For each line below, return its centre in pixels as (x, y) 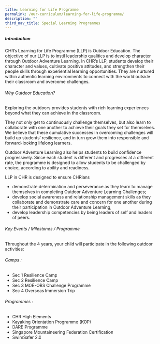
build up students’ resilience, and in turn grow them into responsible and (77, 138)
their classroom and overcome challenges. (47, 82)
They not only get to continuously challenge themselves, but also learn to (78, 122)
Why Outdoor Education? (30, 93)
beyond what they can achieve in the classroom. (53, 113)
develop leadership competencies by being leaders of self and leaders (82, 213)
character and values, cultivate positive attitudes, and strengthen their (75, 66)
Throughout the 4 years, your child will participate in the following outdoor (79, 244)
